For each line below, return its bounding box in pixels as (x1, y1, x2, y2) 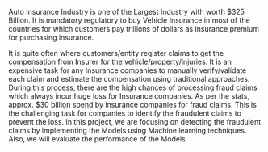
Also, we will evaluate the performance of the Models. (8, 134, 188, 144)
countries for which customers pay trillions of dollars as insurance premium (8, 24, 260, 33)
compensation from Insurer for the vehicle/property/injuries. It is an (8, 57, 232, 66)
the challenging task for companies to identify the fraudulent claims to (8, 108, 242, 118)
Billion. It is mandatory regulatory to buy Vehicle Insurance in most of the (8, 15, 250, 25)
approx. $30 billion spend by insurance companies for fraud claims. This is (8, 100, 257, 109)
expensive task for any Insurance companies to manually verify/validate (8, 65, 247, 75)
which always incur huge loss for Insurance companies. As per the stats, (8, 91, 250, 100)
